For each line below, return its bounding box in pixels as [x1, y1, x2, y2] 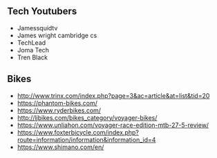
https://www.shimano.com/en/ [17, 143, 104, 151]
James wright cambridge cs [17, 31, 97, 39]
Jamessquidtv [17, 23, 58, 32]
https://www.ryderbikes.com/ [17, 106, 102, 115]
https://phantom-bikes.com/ [17, 99, 98, 107]
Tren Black [17, 53, 48, 61]
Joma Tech [17, 46, 50, 54]
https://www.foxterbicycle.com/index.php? [17, 128, 140, 137]
